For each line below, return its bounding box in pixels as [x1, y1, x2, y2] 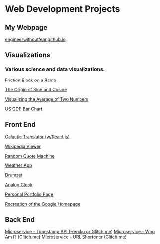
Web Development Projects [5, 3, 120, 15]
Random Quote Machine [5, 153, 55, 159]
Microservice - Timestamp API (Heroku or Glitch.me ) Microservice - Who [5, 229, 155, 235]
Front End [5, 120, 36, 129]
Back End [5, 215, 35, 224]
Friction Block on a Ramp [5, 77, 56, 83]
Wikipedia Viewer [5, 143, 41, 149]
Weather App [5, 163, 32, 168]
